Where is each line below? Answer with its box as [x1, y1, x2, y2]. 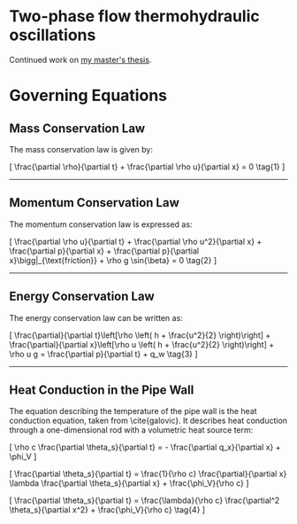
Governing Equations [9, 86, 168, 106]
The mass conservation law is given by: [9, 144, 153, 154]
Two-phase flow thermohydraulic [9, 6, 260, 27]
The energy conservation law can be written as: [9, 312, 183, 323]
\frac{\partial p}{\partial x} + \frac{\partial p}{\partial [9, 246, 200, 256]
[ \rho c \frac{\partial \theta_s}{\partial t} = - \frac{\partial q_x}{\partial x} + [9, 442, 281, 453]
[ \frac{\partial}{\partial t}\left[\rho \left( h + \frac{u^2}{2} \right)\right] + [9, 330, 271, 340]
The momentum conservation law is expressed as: [9, 219, 193, 230]
